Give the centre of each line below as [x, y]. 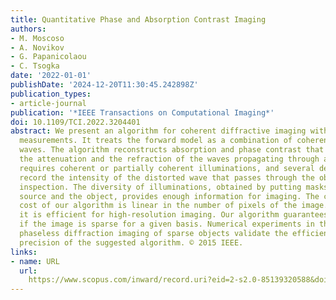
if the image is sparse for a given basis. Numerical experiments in [167, 224]
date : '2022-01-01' [51, 76]
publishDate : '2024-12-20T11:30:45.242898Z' [104, 85]
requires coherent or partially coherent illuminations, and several [167, 168]
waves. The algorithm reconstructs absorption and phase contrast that [172, 150]
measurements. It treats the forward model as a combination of [156, 141]
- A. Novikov [37, 47]
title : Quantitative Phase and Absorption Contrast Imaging [138, 19]
